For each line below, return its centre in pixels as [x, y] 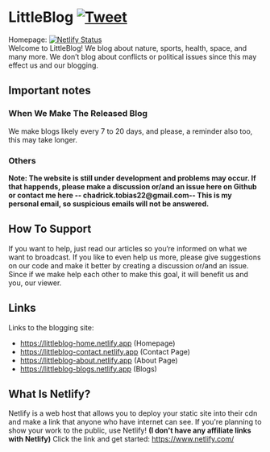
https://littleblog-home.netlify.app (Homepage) [98, 343]
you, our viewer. [35, 283]
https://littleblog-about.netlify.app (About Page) [99, 360]
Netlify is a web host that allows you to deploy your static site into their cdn [133, 413]
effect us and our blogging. [54, 65]
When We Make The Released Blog [78, 114]
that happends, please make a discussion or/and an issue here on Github [133, 186]
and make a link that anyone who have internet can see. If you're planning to [135, 422]
